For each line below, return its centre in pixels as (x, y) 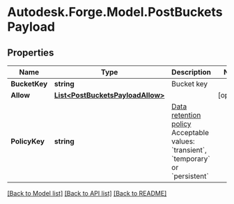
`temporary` (191, 159)
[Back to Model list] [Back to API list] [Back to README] (87, 193)
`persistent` (190, 176)
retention (186, 115)
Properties (31, 53)
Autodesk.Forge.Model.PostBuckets (115, 12)
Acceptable (190, 133)
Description (191, 72)
